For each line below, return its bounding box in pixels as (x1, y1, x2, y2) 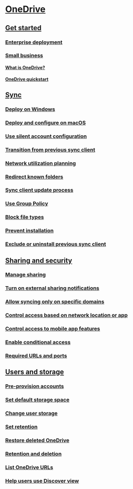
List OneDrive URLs (5, 464, 54, 471)
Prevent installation (5, 227, 54, 234)
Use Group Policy (5, 200, 49, 207)
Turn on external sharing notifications (5, 285, 99, 292)
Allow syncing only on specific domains (5, 298, 104, 305)
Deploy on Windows (5, 106, 55, 113)
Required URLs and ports (5, 352, 67, 359)
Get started (5, 24, 42, 32)
